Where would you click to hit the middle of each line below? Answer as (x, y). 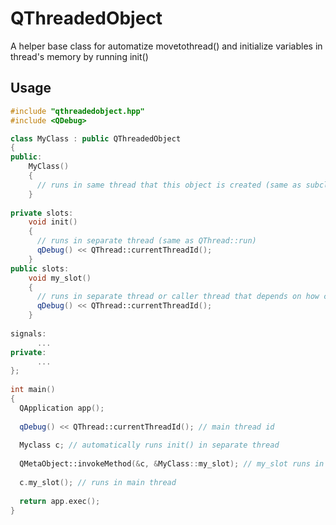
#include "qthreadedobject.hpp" (77, 111)
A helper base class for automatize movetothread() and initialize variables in (166, 46)
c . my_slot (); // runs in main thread (98, 482)
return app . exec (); (60, 501)
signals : (28, 333)
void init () (53, 222)
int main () (33, 390)
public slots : (40, 268)
